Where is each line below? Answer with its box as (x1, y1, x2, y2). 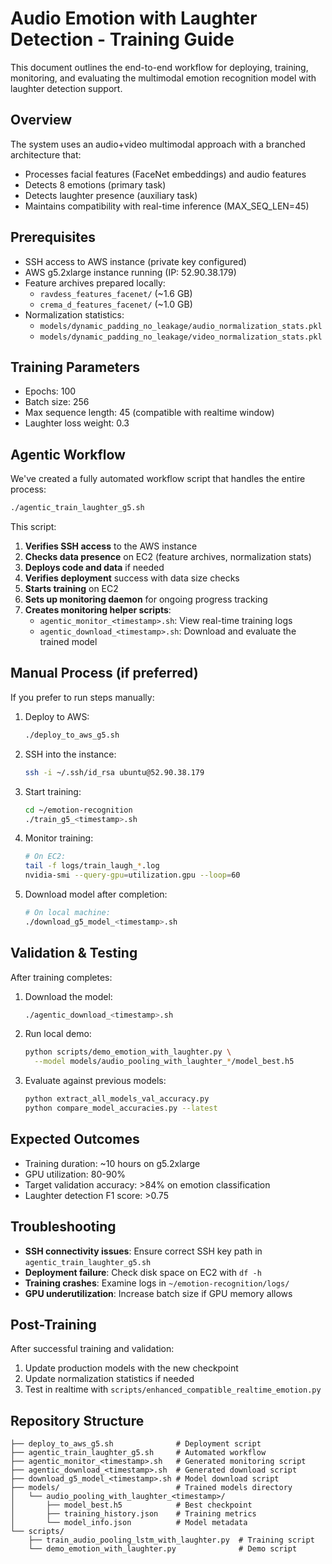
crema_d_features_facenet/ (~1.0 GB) (39, 298, 193, 310)
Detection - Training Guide (10, 28, 235, 51)
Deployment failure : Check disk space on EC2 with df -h (24, 1266, 262, 1278)
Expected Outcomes (10, 1131, 140, 1148)
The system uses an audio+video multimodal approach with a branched (10, 138, 306, 150)
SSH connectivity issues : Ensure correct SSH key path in (24, 1245, 263, 1257)
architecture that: (10, 148, 82, 161)
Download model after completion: (24, 888, 168, 900)
